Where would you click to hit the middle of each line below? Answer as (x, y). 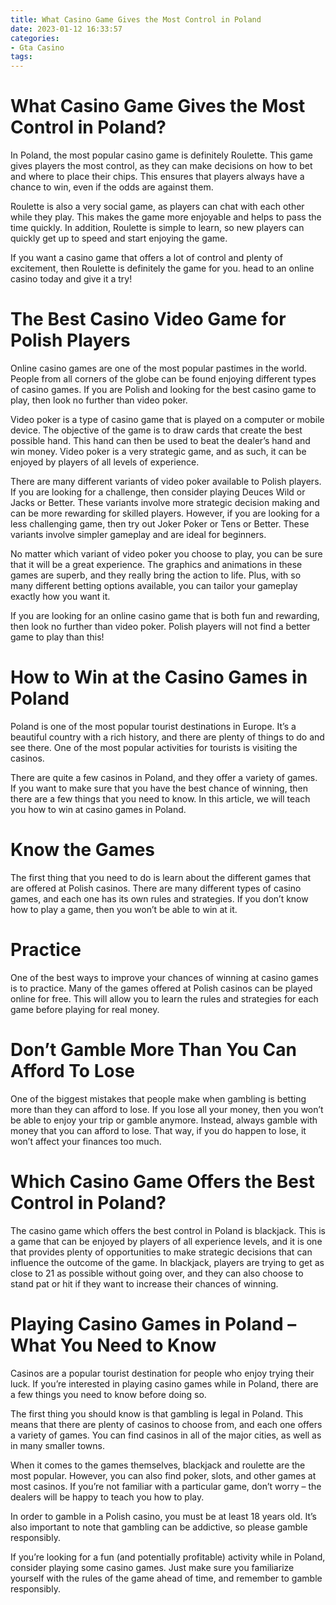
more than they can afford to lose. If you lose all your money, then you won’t (167, 1109)
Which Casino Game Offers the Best (162, 1181)
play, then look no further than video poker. (99, 400)
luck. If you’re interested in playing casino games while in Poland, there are (164, 1383)
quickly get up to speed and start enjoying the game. (119, 238)
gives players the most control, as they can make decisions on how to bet (161, 166)
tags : (21, 57)
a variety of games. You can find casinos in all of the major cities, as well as (166, 1435)
